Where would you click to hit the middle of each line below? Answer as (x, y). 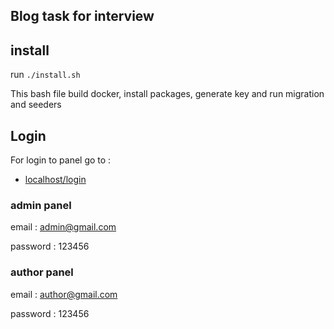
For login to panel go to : (61, 160)
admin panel (41, 205)
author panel (42, 272)
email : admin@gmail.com (63, 227)
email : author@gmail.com (64, 294)
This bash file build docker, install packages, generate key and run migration (167, 94)
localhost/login (55, 180)
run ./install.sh (45, 75)
